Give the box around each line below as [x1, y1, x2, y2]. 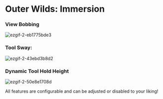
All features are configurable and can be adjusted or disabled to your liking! [5, 88, 159, 94]
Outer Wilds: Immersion [5, 3, 105, 15]
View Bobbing [5, 21, 40, 28]
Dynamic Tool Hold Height [5, 68, 69, 74]
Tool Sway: [5, 44, 33, 51]
